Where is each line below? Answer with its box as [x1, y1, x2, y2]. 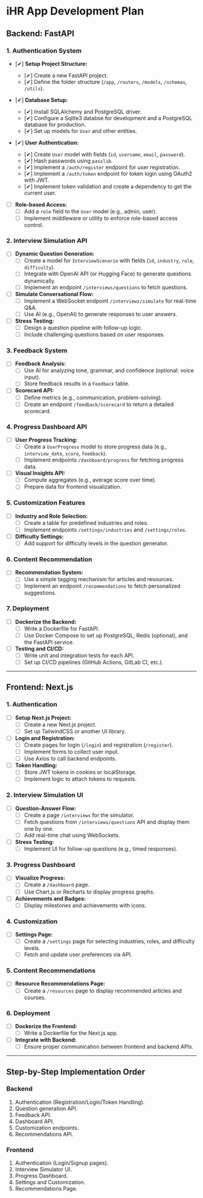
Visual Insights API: [14, 469, 65, 477]
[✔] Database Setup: [14, 96, 68, 103]
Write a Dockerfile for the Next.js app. [24, 1029, 118, 1037]
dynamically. [24, 277, 56, 285]
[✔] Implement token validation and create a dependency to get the [24, 182, 192, 190]
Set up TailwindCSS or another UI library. [24, 727, 126, 735]
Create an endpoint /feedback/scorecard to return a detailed [24, 401, 174, 408]
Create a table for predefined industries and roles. [24, 519, 149, 526]
